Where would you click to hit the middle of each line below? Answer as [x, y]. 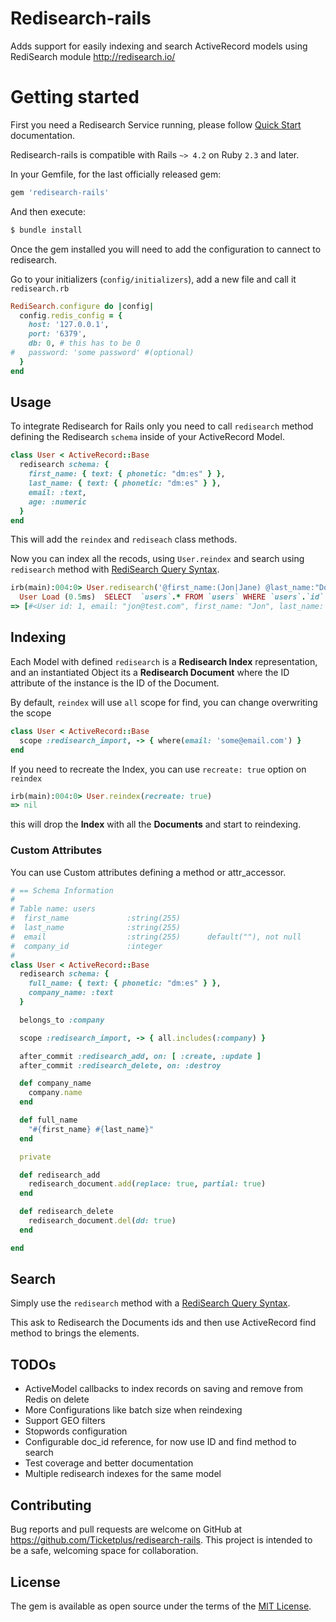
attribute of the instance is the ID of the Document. [115, 683]
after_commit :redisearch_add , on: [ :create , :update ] [140, 1056]
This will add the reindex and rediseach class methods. [124, 539]
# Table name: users [53, 909]
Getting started [75, 97]
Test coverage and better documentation [109, 1463]
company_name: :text [71, 993]
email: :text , [57, 492]
